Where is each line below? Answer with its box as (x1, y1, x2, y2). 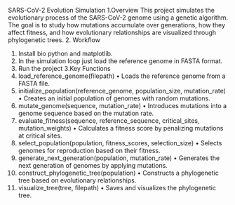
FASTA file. (18, 79, 50, 87)
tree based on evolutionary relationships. (18, 176, 137, 185)
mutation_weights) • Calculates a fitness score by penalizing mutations (18, 124, 224, 132)
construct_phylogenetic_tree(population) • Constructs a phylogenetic (18, 168, 220, 177)
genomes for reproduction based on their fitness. (18, 147, 161, 154)
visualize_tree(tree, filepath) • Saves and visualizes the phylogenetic (18, 184, 217, 192)
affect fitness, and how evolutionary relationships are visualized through (8, 28, 217, 37)
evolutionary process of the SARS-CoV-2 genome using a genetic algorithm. (8, 13, 229, 22)
